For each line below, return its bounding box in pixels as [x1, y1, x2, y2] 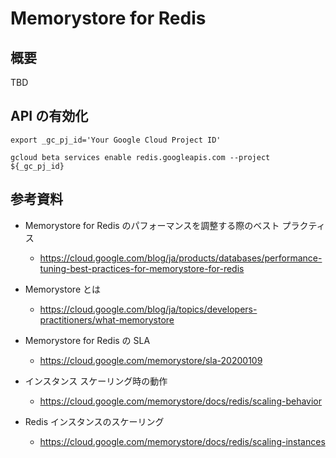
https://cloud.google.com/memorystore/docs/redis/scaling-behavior [39, 395, 322, 407]
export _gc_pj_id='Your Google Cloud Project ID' [10, 135, 222, 145]
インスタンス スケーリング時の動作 [24, 375, 168, 387]
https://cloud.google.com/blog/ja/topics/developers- [39, 303, 258, 315]
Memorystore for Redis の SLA [24, 334, 151, 346]
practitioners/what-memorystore [39, 313, 175, 326]
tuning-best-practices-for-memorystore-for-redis [39, 262, 245, 274]
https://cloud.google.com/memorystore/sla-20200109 [39, 354, 263, 366]
